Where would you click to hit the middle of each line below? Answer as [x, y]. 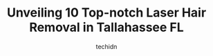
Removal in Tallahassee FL [106, 27]
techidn [106, 46]
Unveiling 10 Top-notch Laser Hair [106, 13]
